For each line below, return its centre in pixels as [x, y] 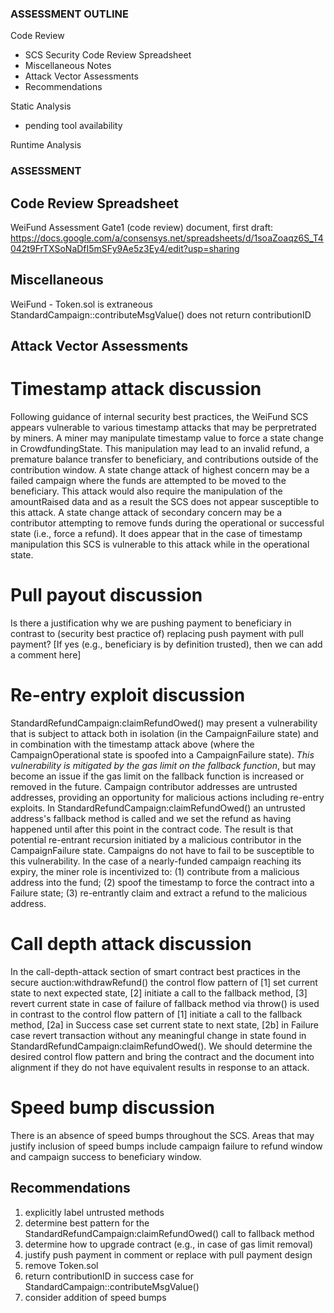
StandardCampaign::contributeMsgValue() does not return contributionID [161, 314]
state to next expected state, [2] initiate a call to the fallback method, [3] [159, 993]
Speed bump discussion [112, 1108]
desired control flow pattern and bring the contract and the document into [162, 1056]
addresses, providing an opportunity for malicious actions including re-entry [167, 798]
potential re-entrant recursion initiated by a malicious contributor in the [156, 840]
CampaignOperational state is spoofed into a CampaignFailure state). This [162, 755]
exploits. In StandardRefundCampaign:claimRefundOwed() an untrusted [158, 808]
